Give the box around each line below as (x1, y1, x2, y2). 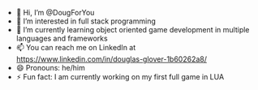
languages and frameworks (15, 33, 108, 43)
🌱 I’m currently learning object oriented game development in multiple (15, 25, 250, 34)
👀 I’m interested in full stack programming (15, 16, 157, 26)
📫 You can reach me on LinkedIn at (15, 43, 136, 52)
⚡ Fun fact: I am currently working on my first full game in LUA (15, 72, 225, 81)
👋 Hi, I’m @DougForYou (15, 8, 95, 17)
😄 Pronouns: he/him (15, 63, 85, 72)
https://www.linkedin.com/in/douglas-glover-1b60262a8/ (15, 54, 207, 64)
